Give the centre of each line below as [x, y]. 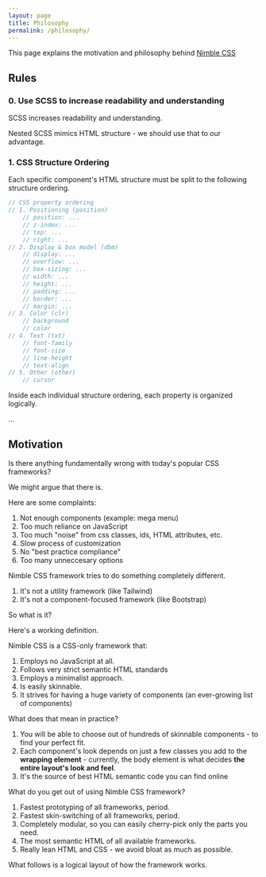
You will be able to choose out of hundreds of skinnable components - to [139, 734]
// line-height [48, 358]
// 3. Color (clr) [39, 314]
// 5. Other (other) [42, 373]
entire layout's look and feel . [68, 768]
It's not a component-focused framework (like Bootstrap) [113, 600]
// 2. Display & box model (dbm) [64, 247]
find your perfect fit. [52, 743]
